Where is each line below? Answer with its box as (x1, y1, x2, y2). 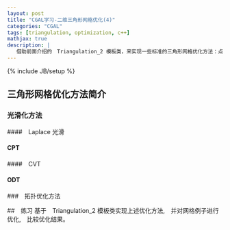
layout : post (7, 10, 44, 17)
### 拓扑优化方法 (7, 192, 61, 200)
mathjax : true (7, 36, 48, 42)
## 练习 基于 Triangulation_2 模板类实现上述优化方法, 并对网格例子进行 (7, 206, 219, 214)
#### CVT (7, 159, 41, 168)
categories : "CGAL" (7, 23, 63, 29)
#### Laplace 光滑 (7, 127, 65, 136)
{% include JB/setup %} (7, 66, 75, 75)
